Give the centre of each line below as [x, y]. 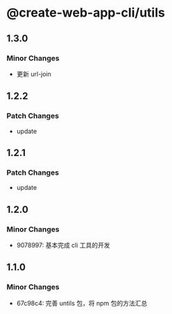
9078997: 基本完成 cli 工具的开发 [63, 245]
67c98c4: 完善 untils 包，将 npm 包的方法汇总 [82, 303]
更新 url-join [34, 73]
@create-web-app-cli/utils [86, 13]
